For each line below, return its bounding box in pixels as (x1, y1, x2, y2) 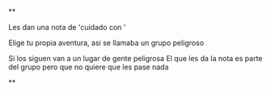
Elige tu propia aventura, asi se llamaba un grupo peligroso (8, 38, 205, 48)
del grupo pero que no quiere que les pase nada (8, 62, 169, 72)
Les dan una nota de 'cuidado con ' (8, 23, 126, 31)
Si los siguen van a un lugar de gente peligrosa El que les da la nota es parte (8, 54, 263, 63)
